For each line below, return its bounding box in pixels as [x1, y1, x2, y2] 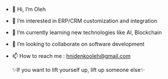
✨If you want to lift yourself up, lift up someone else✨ [11, 66, 146, 73]
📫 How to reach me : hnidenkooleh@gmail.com [11, 53, 131, 59]
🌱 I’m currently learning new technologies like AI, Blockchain [11, 29, 162, 36]
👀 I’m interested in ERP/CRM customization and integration [11, 17, 158, 24]
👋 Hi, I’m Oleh [11, 6, 46, 13]
